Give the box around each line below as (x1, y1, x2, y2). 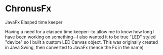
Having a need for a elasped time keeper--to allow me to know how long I (5, 28, 155, 34)
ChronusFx (5, 3, 52, 14)
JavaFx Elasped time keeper (5, 19, 63, 25)
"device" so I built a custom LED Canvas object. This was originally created (5, 39, 158, 45)
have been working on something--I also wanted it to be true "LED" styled (5, 34, 156, 40)
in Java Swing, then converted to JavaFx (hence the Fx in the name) (5, 44, 144, 50)
